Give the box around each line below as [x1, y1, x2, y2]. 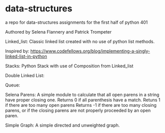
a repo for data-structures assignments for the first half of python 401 [5, 19, 148, 25]
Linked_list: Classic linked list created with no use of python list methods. [5, 38, 155, 44]
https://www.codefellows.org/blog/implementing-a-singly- [30, 48, 150, 54]
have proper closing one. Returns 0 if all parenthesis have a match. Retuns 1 [5, 97, 161, 103]
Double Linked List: [5, 72, 45, 78]
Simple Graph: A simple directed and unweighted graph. [5, 122, 120, 128]
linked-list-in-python [5, 53, 47, 59]
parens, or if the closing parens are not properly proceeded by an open [5, 107, 151, 113]
